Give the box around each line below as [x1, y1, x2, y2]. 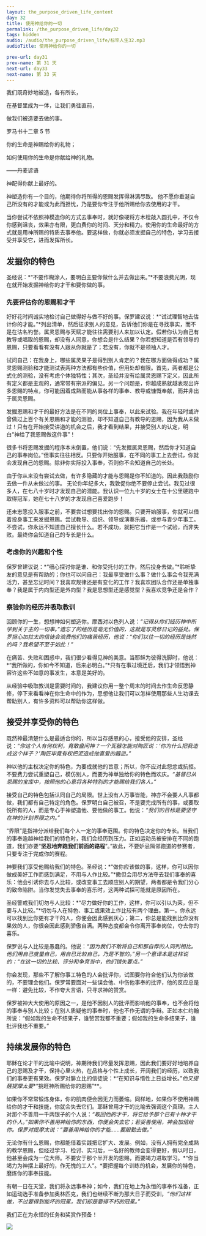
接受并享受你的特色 [6, 717, 79, 727]
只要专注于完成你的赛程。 [6, 850, 71, 857]
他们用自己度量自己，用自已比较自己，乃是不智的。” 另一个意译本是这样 [6, 950, 183, 957]
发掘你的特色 [6, 256, 55, 266]
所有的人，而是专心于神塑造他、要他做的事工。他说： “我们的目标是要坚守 [11, 806, 197, 814]
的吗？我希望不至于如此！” [6, 641, 73, 648]
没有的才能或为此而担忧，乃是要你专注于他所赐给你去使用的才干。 [17, 200, 183, 208]
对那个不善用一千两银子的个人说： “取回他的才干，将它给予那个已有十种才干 [6, 1111, 197, 1118]
